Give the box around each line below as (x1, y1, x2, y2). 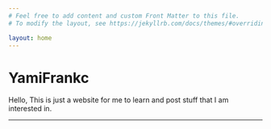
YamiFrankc (8, 69, 90, 87)
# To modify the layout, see (8, 19, 106, 27)
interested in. (8, 104, 52, 114)
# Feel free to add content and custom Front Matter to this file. (8, 11, 240, 20)
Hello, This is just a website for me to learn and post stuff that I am (8, 95, 229, 105)
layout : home (8, 34, 52, 42)
